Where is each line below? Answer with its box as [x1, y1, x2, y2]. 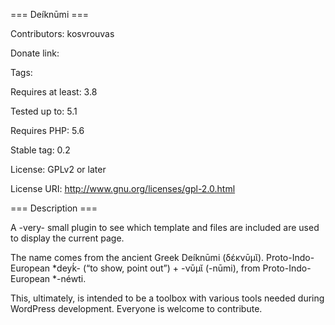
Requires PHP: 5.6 [10, 125, 85, 136]
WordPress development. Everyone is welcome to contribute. [10, 303, 263, 314]
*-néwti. [52, 273, 87, 284]
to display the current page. [10, 232, 125, 244]
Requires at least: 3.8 [10, 86, 98, 98]
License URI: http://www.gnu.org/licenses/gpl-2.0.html [10, 183, 236, 194]
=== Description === [10, 202, 98, 214]
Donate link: [10, 47, 60, 59]
